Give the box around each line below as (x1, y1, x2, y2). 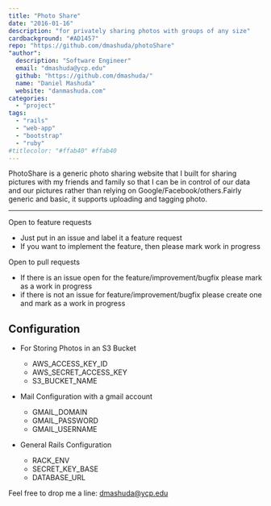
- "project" (15, 102, 56, 110)
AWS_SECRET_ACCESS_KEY (31, 367, 127, 377)
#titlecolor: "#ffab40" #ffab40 (8, 147, 117, 155)
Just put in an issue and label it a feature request (19, 233, 183, 243)
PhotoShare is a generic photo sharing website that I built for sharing (8, 168, 237, 178)
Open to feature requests (8, 218, 92, 227)
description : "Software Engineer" (15, 57, 131, 65)
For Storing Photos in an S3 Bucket (19, 343, 137, 353)
